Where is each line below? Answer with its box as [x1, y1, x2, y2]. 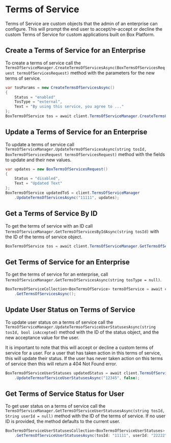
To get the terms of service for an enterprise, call [5, 271, 108, 277]
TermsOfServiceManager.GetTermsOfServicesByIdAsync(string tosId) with [5, 228, 159, 234]
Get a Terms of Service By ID [5, 209, 98, 218]
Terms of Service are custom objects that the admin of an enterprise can [5, 20, 158, 27]
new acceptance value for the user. [5, 334, 80, 341]
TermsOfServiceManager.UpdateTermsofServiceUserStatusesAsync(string [5, 324, 156, 329]
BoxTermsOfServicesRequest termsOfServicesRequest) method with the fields [5, 151, 165, 157]
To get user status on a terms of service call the [5, 403, 106, 409]
